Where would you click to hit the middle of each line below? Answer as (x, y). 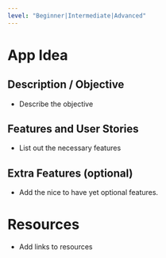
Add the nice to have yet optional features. (89, 193)
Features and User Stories (73, 129)
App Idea (38, 55)
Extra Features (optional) (70, 173)
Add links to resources (56, 247)
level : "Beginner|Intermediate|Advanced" (77, 16)
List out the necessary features (70, 148)
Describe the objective (56, 104)
